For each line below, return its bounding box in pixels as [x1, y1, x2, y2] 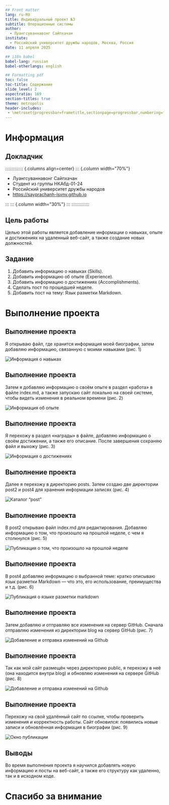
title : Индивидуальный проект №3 [5, 17, 75, 22]
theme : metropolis [5, 101, 44, 106]
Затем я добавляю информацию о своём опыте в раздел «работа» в [5, 384, 153, 390]
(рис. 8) [5, 676, 22, 682]
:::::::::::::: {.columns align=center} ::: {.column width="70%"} [5, 165, 130, 172]
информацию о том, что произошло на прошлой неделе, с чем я [5, 530, 144, 536]
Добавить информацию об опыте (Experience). [12, 274, 114, 280]
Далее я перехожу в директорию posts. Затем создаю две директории [5, 481, 158, 487]
